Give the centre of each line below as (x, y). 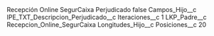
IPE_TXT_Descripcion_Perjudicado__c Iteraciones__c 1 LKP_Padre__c (107, 17)
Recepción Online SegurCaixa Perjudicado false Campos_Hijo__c (102, 10)
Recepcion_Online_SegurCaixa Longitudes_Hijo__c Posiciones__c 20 (107, 25)
